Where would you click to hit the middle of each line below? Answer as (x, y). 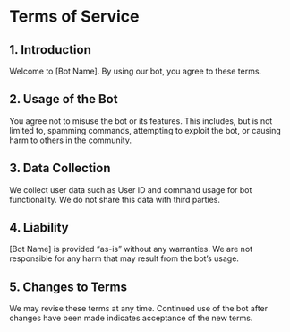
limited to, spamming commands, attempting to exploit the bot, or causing (145, 130)
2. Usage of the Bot (64, 99)
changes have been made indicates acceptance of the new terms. (131, 318)
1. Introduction (50, 50)
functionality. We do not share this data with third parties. (115, 199)
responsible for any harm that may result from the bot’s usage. (124, 258)
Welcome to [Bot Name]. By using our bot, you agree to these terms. (136, 71)
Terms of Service (74, 17)
